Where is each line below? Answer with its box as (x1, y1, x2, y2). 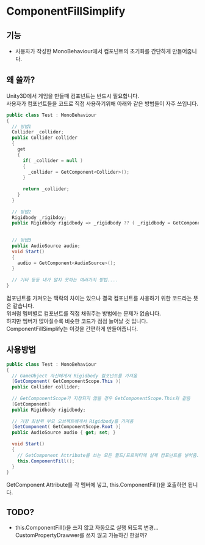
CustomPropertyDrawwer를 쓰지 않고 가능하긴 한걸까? (15, 532, 148, 539)
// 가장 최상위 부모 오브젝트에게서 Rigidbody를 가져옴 (12, 418, 134, 425)
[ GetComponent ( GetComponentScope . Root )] (12, 424, 121, 430)
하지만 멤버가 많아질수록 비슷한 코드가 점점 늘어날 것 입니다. (6, 317, 148, 325)
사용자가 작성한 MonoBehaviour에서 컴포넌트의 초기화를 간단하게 (15, 48, 171, 54)
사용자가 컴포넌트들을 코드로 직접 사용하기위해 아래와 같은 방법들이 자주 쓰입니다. (6, 100, 199, 107)
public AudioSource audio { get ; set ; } (12, 429, 116, 436)
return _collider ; (22, 186, 70, 192)
